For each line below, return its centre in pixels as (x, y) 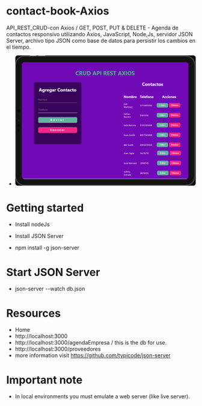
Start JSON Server (53, 272)
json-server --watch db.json (50, 289)
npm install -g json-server (47, 248)
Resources (34, 313)
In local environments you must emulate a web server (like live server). (103, 396)
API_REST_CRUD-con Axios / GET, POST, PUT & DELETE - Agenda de (93, 28)
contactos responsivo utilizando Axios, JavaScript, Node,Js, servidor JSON (100, 34)
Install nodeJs (32, 225)
